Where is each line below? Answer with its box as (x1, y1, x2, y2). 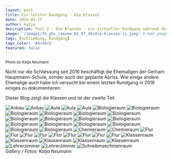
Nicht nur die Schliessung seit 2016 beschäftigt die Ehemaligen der (5, 69, 147, 75)
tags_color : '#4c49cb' (5, 41, 54, 46)
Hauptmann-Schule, (5, 74, 48, 80)
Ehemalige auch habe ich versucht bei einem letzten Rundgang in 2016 (5, 79, 155, 85)
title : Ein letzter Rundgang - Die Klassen (5, 12, 100, 17)
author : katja (5, 21, 36, 27)
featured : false (5, 46, 40, 51)
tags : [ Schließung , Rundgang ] (5, 36, 70, 41)
